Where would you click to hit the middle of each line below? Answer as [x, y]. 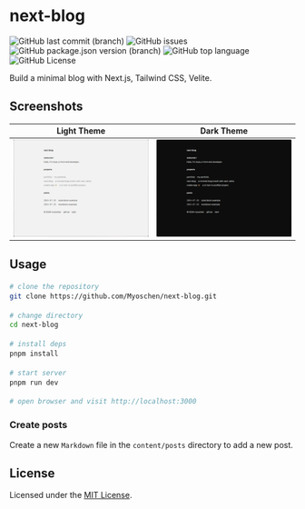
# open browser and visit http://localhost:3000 [103, 402]
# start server [38, 373]
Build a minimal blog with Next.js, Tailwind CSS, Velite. [111, 77]
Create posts [39, 425]
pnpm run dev [34, 383]
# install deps [38, 344]
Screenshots [46, 107]
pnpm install [34, 354]
